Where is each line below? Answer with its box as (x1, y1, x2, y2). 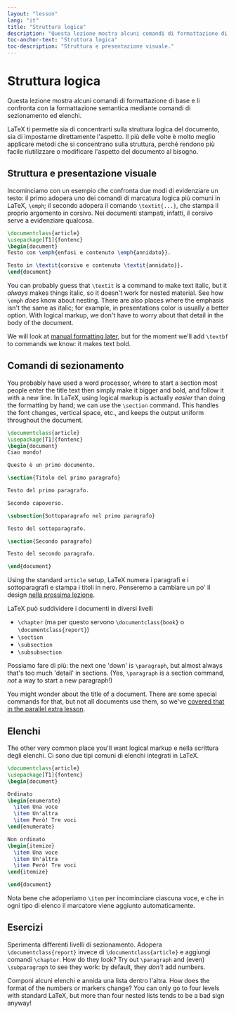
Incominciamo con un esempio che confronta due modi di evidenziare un (7, 186, 219, 195)
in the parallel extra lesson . (7, 705, 86, 713)
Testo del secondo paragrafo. (7, 551, 96, 558)
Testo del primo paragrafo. (7, 487, 90, 494)
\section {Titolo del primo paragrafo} (7, 475, 121, 482)
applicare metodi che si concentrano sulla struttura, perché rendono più (7, 140, 216, 148)
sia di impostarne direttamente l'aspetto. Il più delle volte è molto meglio (7, 132, 216, 140)
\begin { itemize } (7, 842, 55, 850)
